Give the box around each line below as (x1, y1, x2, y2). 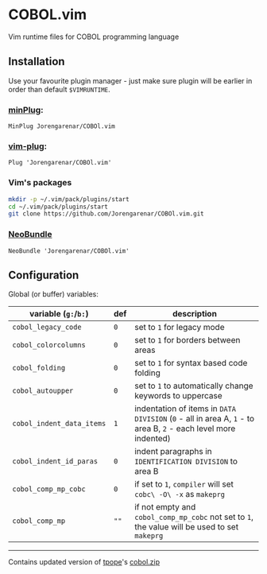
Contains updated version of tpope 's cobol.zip (8, 557, 161, 567)
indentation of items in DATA (134, 403, 237, 414)
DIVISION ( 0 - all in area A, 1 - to (134, 413, 255, 425)
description (172, 308, 217, 320)
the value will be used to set (134, 522, 239, 533)
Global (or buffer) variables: (8, 289, 99, 299)
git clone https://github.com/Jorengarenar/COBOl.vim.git (8, 210, 204, 218)
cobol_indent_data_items (12, 419, 106, 429)
